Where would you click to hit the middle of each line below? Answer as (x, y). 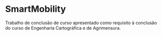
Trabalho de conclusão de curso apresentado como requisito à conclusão (81, 23)
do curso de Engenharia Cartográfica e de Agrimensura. (63, 28)
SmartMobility (35, 9)
